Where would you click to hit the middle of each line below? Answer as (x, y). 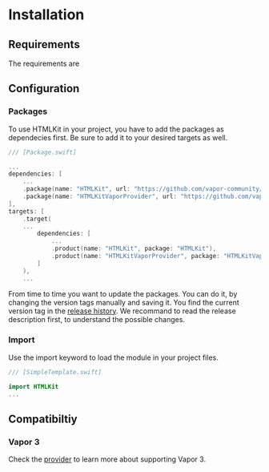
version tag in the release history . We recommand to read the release (122, 311)
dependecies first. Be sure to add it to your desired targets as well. (118, 137)
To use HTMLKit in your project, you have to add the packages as (116, 129)
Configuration (44, 89)
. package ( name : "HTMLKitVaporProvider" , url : (100, 197)
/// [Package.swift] (43, 152)
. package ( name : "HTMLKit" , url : (76, 189)
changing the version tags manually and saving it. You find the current (124, 302)
